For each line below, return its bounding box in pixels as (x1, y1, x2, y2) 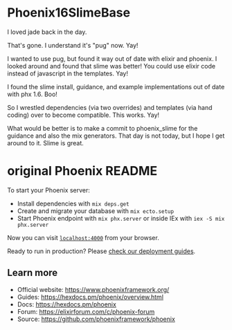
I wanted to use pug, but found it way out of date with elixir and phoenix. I (7, 54, 217, 63)
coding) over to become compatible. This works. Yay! (7, 111, 160, 119)
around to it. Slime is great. (7, 138, 84, 147)
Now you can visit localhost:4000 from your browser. (7, 233, 159, 241)
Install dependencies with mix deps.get (17, 199, 130, 208)
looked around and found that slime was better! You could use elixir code (7, 62, 216, 70)
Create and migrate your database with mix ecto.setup (17, 206, 175, 215)
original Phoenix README (7, 163, 158, 179)
